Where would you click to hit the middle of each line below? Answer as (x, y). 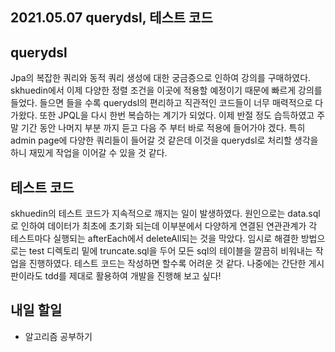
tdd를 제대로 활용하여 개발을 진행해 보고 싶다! (133, 276)
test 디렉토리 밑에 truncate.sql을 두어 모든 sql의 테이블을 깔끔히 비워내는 (170, 251)
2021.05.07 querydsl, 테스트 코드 (111, 18)
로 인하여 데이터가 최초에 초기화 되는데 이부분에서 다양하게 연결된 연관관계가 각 (164, 226)
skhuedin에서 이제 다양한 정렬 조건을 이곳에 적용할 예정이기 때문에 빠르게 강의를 (166, 90)
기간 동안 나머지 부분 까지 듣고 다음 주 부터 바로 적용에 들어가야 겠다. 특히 (163, 128)
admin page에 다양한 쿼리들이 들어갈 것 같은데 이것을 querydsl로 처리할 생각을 (164, 140)
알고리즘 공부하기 (58, 336)
